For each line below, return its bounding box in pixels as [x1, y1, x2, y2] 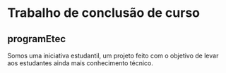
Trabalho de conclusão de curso [7, 5, 200, 21]
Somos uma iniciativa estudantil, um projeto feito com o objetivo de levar [7, 51, 219, 60]
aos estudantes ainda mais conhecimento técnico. [7, 59, 154, 67]
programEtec [7, 33, 66, 45]
